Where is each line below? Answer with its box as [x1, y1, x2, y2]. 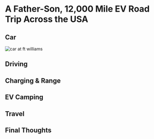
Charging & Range [5, 76, 61, 85]
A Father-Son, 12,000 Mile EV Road [5, 3, 150, 15]
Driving [5, 60, 28, 69]
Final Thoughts [5, 126, 52, 134]
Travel [5, 109, 25, 118]
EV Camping [5, 93, 44, 102]
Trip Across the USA [5, 14, 88, 25]
